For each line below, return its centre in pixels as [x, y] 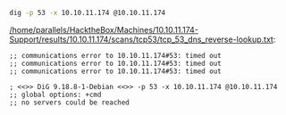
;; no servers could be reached [69, 103]
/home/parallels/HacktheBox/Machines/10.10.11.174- [104, 29]
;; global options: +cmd [55, 94]
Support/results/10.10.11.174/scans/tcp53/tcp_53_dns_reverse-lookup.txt [142, 39]
